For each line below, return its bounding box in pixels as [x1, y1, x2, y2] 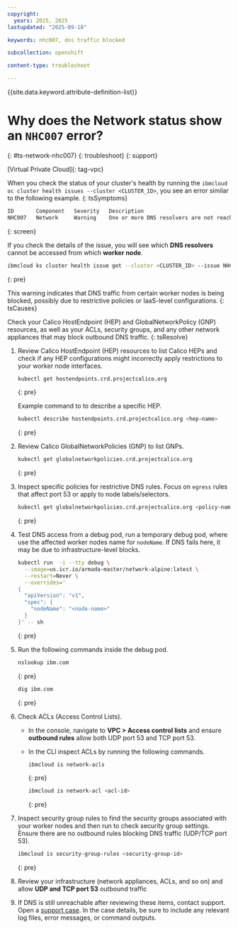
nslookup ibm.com [17, 658, 69, 666]
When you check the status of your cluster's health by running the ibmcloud [7, 178, 228, 187]
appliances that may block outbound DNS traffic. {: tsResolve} [7, 332, 188, 341]
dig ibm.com [17, 685, 53, 692]
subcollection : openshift [7, 49, 84, 57]
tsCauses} [7, 303, 38, 313]
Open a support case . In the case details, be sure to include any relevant [17, 906, 229, 915]
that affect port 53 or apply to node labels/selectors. [17, 490, 171, 499]
